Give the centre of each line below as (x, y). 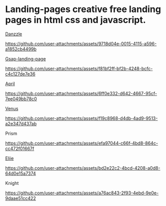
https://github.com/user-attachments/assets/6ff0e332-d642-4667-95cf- (81, 93)
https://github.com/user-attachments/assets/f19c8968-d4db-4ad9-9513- (81, 118)
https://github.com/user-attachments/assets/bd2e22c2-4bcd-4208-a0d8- (83, 168)
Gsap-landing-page (26, 58)
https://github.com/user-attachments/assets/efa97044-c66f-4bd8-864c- (82, 143)
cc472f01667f (20, 148)
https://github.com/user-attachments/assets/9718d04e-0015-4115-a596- (81, 43)
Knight (12, 183)
